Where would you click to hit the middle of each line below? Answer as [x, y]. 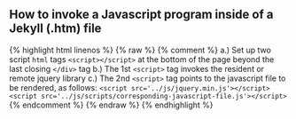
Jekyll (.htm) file [55, 29]
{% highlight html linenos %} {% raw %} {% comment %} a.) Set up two [140, 50]
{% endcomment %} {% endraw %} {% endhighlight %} [112, 105]
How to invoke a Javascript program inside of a [141, 15]
